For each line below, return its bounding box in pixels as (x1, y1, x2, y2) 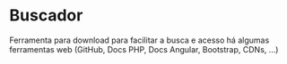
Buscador (9, 5, 83, 26)
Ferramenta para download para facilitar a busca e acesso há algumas (9, 35, 270, 45)
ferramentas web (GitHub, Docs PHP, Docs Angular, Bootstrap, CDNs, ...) (9, 44, 279, 54)
